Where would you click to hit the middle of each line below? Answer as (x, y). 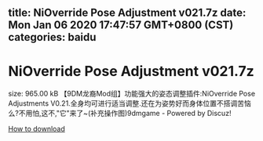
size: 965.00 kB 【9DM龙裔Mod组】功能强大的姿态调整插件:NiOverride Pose (132, 94)
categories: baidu (52, 37)
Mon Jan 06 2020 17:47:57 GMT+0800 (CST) (121, 25)
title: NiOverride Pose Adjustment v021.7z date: (127, 13)
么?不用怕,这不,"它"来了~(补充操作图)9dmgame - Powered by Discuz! (120, 114)
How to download (37, 129)
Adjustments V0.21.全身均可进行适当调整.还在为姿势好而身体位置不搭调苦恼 (130, 103)
